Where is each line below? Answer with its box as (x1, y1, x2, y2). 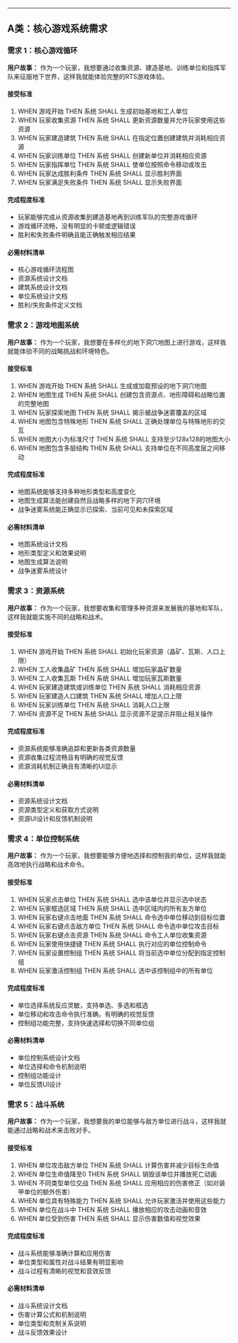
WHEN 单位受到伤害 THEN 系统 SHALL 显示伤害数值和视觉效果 (17, 1214, 200, 1223)
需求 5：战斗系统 (7, 1099, 65, 1109)
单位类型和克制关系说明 (17, 1319, 86, 1327)
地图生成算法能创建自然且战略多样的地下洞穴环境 (17, 496, 161, 505)
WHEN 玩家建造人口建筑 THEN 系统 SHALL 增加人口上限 (17, 691, 182, 700)
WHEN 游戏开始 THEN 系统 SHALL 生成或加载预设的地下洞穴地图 (17, 381, 207, 390)
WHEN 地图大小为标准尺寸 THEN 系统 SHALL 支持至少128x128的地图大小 (17, 434, 231, 443)
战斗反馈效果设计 (17, 1327, 68, 1337)
